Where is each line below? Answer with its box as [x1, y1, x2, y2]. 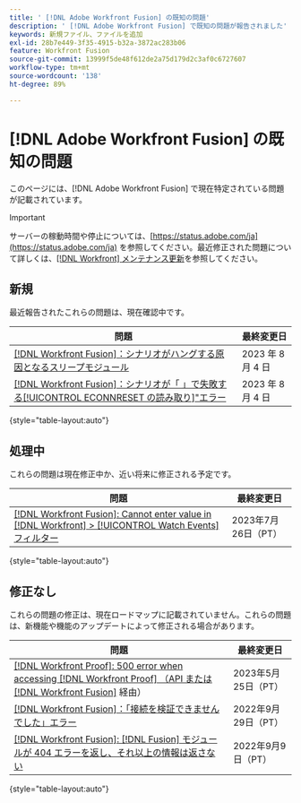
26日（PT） [231, 528, 282, 540]
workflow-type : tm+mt [9, 64, 90, 73]
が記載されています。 [9, 194, 88, 204]
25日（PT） [232, 680, 284, 693]
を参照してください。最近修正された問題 [119, 241, 269, 252]
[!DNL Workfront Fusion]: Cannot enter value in [13, 508, 212, 521]
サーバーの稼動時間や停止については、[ [9, 230, 154, 241]
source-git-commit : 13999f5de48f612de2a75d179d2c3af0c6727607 [9, 55, 246, 64]
